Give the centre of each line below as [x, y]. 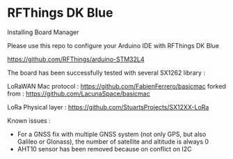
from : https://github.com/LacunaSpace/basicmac [79, 93]
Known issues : [29, 121]
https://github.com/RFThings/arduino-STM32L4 [76, 59]
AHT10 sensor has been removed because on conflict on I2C [104, 149]
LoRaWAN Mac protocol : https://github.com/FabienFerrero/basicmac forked [116, 86]
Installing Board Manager [43, 32]
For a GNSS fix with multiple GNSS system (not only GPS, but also [112, 134]
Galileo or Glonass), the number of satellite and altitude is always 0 [113, 142]
